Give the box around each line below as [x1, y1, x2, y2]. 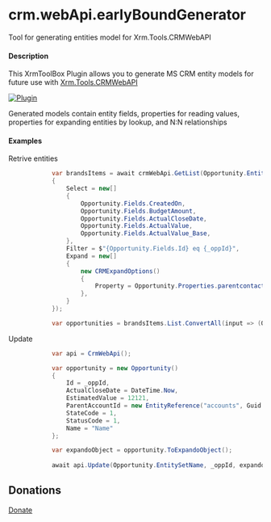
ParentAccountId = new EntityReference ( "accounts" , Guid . [65, 402, 265, 410]
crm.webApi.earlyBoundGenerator [8, 6, 246, 24]
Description [8, 51, 49, 61]
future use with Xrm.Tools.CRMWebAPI [8, 78, 139, 87]
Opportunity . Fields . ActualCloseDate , [80, 214, 207, 223]
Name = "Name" [65, 424, 114, 432]
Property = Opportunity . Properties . [94, 282, 219, 290]
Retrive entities [8, 154, 58, 163]
